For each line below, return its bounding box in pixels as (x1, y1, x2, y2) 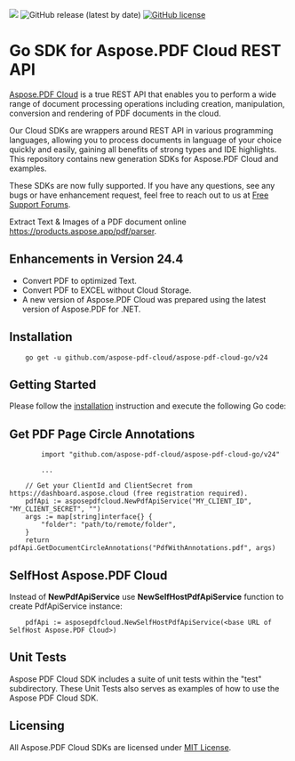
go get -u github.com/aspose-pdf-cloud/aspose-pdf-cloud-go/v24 (25, 352, 268, 362)
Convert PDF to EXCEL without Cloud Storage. (21, 285, 192, 295)
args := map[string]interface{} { (25, 513, 153, 522)
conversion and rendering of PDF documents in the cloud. (9, 108, 222, 118)
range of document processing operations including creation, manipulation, (9, 98, 285, 109)
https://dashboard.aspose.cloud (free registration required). (9, 490, 249, 498)
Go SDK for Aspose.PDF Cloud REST (9, 41, 282, 61)
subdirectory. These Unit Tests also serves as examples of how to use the (9, 683, 280, 693)
